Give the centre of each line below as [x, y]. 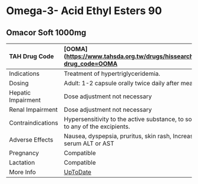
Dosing [19, 83]
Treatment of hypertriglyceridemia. [112, 73]
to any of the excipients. [97, 126]
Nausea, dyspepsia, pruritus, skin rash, [118, 136]
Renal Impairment [33, 110]
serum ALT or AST [89, 143]
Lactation [22, 163]
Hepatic [20, 93]
